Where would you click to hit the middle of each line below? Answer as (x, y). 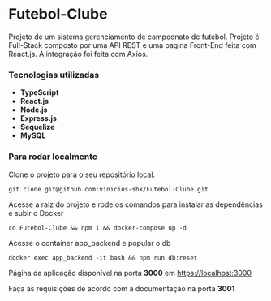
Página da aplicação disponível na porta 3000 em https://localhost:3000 (130, 273)
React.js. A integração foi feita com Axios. (78, 54)
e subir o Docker (36, 213)
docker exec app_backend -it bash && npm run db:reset (103, 258)
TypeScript (39, 92)
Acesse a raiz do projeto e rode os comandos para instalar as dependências (136, 204)
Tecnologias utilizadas (54, 75)
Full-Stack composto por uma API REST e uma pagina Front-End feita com (133, 45)
